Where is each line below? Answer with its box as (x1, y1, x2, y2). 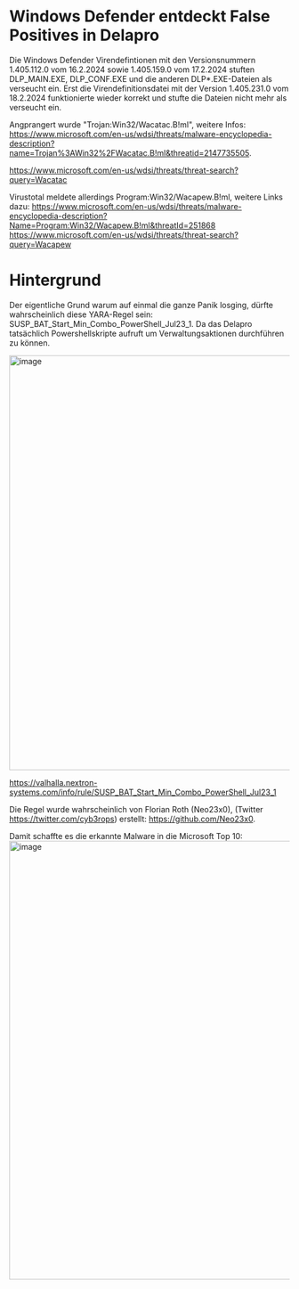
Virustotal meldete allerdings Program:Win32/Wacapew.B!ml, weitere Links (9, 192, 283, 202)
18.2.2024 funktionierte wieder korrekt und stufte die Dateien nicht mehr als (9, 92, 287, 103)
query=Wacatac (9, 174, 68, 184)
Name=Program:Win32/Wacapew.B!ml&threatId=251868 (9, 220, 216, 231)
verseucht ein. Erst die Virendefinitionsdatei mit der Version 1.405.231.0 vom (9, 83, 289, 94)
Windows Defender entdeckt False (9, 6, 271, 27)
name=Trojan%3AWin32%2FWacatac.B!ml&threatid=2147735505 (9, 147, 250, 158)
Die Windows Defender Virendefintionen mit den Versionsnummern (9, 54, 256, 65)
